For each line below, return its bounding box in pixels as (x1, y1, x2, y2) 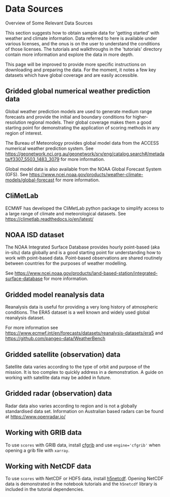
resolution (5, 119, 26, 125)
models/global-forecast (5, 177, 55, 183)
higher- (132, 114, 148, 120)
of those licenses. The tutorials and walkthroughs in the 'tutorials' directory (5, 46, 162, 52)
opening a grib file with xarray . (5, 447, 70, 453)
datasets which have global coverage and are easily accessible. (5, 72, 139, 78)
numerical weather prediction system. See (5, 145, 94, 151)
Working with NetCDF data (5, 462, 91, 471)
